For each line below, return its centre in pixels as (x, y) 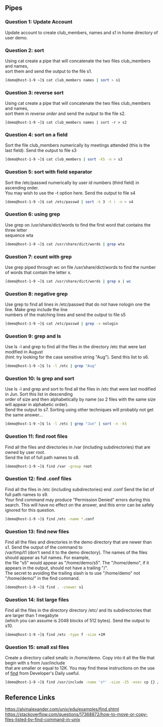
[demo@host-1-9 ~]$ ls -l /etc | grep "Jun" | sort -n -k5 (66, 424)
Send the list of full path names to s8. (42, 457)
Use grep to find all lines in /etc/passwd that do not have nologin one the (78, 304)
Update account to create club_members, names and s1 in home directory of (82, 32)
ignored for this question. (30, 510)
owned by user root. (25, 452)
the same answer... (24, 415)
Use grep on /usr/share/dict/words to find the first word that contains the (78, 225)
